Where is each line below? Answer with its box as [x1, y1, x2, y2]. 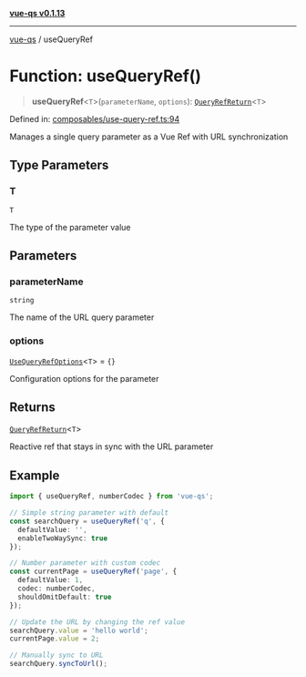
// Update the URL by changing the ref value [9, 617, 185, 627]
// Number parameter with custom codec [9, 559, 161, 568]
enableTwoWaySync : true [17, 533, 107, 543]
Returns [9, 400, 56, 415]
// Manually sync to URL [9, 651, 104, 660]
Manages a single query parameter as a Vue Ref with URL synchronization [9, 131, 289, 142]
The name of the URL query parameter [9, 312, 155, 323]
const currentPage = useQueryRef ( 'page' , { [9, 567, 178, 577]
